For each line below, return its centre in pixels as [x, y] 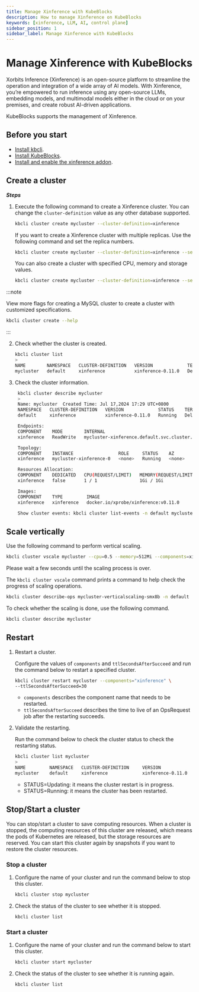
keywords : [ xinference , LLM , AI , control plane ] [67, 23]
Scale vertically [36, 531]
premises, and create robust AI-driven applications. [69, 105]
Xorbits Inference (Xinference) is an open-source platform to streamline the [98, 80]
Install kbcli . [29, 149]
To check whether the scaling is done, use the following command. [88, 608]
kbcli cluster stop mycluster [52, 895]
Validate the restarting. [42, 728]
